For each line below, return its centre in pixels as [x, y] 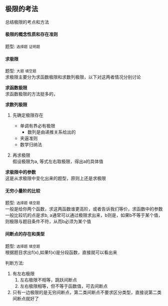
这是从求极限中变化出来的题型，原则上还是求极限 [55, 178]
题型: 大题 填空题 [21, 71]
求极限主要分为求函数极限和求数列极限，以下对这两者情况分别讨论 [73, 77]
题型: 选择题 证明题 [23, 46]
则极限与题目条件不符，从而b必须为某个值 [48, 221]
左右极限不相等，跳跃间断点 [48, 279]
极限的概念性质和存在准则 [31, 34]
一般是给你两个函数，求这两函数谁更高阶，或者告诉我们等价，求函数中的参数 [84, 209]
